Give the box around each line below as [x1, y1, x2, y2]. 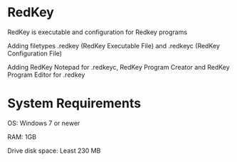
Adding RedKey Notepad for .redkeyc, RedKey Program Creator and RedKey [7, 63, 230, 71]
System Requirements [7, 95, 141, 112]
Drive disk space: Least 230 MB [7, 146, 101, 155]
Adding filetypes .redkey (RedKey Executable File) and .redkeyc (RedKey [7, 41, 221, 50]
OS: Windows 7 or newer [7, 119, 80, 127]
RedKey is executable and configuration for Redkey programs [7, 28, 187, 36]
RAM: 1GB [7, 132, 37, 141]
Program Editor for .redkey [7, 70, 85, 79]
